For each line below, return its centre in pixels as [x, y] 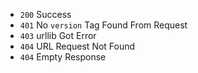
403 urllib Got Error [58, 35]
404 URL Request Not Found [77, 46]
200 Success [45, 14]
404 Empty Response [63, 57]
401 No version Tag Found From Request [103, 25]
